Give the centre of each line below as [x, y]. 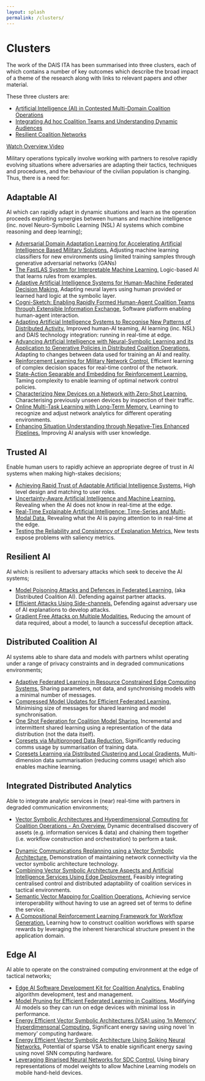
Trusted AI [27, 452]
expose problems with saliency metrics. [65, 537]
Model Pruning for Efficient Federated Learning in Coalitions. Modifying [105, 1001]
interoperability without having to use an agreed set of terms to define [103, 903]
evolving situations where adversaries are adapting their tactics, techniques [102, 165]
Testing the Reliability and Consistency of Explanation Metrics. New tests [107, 531]
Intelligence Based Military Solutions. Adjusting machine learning [97, 250]
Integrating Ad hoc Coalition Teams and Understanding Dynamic [96, 122]
